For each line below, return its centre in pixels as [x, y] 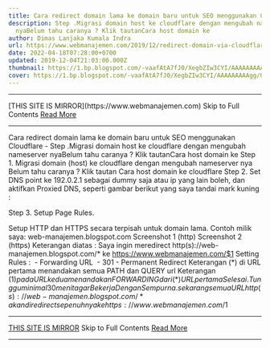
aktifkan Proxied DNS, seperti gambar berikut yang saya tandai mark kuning [134, 188]
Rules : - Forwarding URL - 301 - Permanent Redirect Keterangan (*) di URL [135, 262]
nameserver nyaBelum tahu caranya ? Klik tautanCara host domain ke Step [132, 154]
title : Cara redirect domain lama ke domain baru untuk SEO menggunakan [133, 16]
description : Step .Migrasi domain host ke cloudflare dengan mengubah [131, 23]
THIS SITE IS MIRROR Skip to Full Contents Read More [98, 328]
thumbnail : [27, 68]
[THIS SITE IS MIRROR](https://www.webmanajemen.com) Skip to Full [124, 106]
